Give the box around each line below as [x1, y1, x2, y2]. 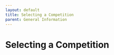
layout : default [5, 7, 40, 13]
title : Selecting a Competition [5, 12, 74, 17]
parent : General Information [5, 17, 67, 22]
